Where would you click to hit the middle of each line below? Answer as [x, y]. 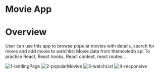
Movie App [29, 9]
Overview [26, 32]
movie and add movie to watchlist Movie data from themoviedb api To [78, 51]
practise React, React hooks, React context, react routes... [66, 56]
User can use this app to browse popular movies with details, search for [80, 46]
